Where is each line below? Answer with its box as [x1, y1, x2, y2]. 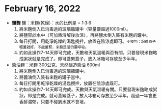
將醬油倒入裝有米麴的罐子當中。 [19, 74, 84, 80]
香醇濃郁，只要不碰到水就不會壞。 [19, 99, 88, 105]
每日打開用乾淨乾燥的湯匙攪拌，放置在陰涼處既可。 [19, 80, 123, 86]
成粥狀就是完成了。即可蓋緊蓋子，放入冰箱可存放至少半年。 [19, 55, 140, 61]
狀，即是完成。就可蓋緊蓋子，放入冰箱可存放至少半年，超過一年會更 [19, 92, 157, 98]
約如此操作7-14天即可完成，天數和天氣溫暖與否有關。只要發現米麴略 [19, 50, 158, 55]
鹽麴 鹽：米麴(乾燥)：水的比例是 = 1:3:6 [11, 20, 92, 26]
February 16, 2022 [4, 3, 81, 14]
